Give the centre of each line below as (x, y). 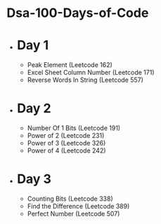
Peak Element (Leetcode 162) (70, 65)
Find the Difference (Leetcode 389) (78, 206)
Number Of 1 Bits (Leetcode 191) (74, 128)
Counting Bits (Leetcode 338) (70, 199)
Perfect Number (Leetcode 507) (73, 214)
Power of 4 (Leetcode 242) (66, 151)
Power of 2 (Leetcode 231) (66, 136)
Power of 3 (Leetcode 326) (66, 143)
